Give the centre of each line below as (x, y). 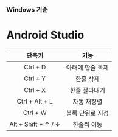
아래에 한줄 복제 (88, 67)
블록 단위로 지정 (88, 113)
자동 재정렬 (88, 102)
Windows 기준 (27, 9)
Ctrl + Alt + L (35, 101)
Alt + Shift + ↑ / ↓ (35, 124)
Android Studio (45, 35)
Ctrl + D (35, 67)
